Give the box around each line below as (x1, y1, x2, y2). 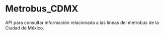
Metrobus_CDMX (5, 3, 78, 14)
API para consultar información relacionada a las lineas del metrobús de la (5, 19, 159, 25)
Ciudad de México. (5, 24, 44, 30)
